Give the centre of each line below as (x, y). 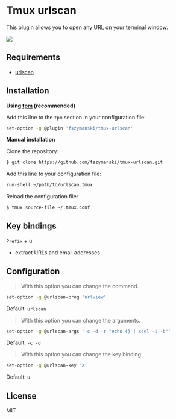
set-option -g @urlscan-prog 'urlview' (56, 297)
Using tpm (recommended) (41, 106)
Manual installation (31, 140)
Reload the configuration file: (42, 197)
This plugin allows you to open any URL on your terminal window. (87, 27)
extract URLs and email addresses (58, 252)
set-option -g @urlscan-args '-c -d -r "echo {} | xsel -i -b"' (89, 331)
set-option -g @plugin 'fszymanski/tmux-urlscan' (70, 128)
